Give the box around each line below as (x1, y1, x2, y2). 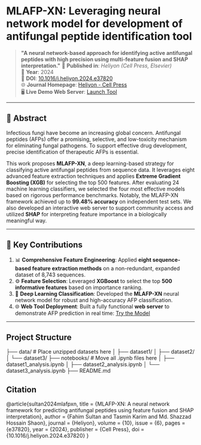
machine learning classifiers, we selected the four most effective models (6, 185, 185, 192)
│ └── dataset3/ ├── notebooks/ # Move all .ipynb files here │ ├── (6, 354, 175, 362)
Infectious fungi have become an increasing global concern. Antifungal (6, 129, 181, 136)
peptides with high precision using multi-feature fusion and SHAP (20, 56, 188, 63)
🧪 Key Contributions (6, 240, 83, 250)
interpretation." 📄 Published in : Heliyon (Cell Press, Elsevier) (20, 62, 172, 69)
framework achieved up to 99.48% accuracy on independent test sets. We (6, 198, 191, 205)
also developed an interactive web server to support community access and (6, 204, 194, 211)
